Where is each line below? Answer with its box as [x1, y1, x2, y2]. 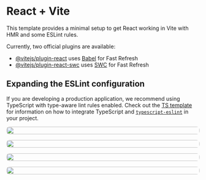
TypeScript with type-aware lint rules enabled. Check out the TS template [6, 101, 193, 109]
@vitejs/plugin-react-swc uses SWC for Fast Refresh [15, 61, 149, 68]
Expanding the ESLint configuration [6, 79, 145, 89]
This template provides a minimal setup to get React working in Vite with [6, 24, 189, 32]
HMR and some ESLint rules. [6, 31, 78, 38]
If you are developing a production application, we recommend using [6, 95, 180, 102]
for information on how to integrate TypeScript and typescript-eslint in [6, 108, 189, 115]
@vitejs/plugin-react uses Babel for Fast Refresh [15, 54, 139, 62]
